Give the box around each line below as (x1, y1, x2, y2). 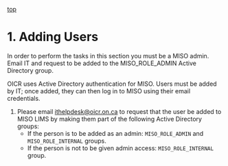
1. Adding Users (7, 29, 99, 45)
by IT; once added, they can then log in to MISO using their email (7, 86, 191, 95)
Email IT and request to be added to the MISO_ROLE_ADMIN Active (7, 59, 197, 67)
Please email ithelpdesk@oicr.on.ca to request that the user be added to (16, 107, 222, 115)
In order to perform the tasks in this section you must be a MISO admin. (7, 51, 209, 60)
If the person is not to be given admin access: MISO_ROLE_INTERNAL (27, 143, 214, 152)
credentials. (7, 94, 41, 102)
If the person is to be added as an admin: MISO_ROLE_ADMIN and (27, 129, 204, 137)
